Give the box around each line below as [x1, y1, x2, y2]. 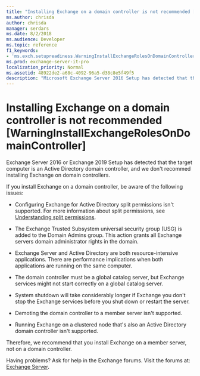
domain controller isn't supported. [14, 328, 98, 335]
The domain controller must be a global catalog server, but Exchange [14, 274, 185, 281]
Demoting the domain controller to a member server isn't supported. [14, 310, 183, 317]
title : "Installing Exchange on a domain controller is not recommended [6, 8, 190, 15]
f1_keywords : [6, 48, 39, 54]
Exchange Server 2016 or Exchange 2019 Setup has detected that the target [6, 159, 192, 166]
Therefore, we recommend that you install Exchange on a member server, [6, 339, 187, 346]
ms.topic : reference [6, 42, 58, 48]
